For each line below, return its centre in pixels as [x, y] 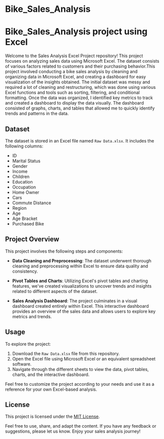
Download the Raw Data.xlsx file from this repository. [66, 353]
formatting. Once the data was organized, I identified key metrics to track [79, 98]
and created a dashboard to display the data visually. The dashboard [74, 103]
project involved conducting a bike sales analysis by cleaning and [71, 72]
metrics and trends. [32, 316]
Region [19, 208]
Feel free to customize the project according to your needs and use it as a [80, 384]
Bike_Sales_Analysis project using [76, 32]
